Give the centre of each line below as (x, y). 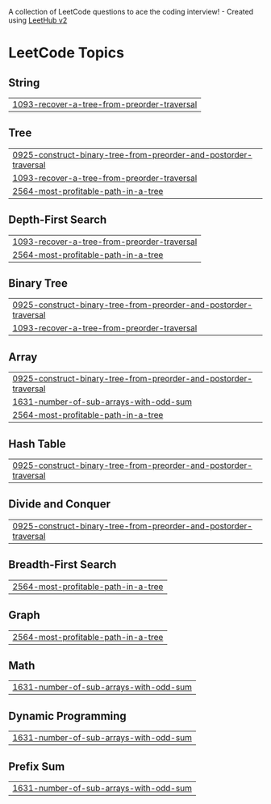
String (24, 83)
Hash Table (37, 444)
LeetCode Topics (67, 53)
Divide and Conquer (60, 504)
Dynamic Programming (67, 716)
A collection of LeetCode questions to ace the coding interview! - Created (131, 12)
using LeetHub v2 (38, 20)
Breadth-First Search (63, 565)
